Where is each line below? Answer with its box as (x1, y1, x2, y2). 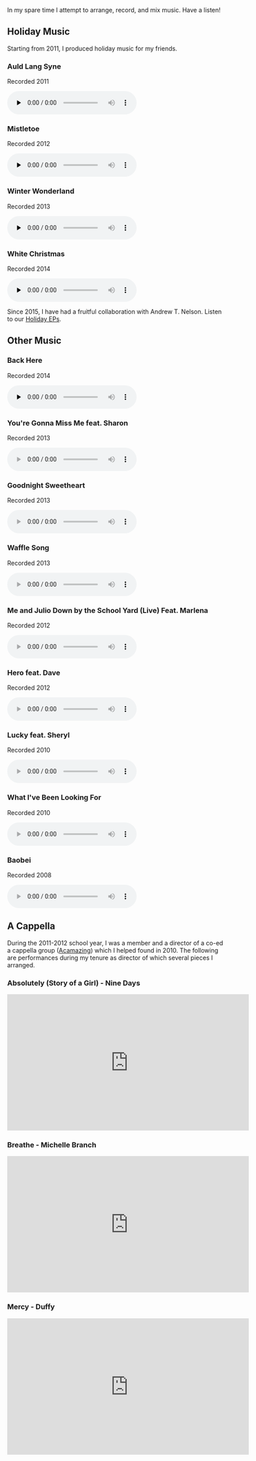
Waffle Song (7, 543, 50, 553)
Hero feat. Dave (7, 667, 61, 677)
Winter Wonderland (7, 186, 75, 196)
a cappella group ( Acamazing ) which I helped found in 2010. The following (7, 946, 219, 954)
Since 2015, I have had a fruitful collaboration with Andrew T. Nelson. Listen (7, 307, 222, 316)
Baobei (7, 855, 31, 865)
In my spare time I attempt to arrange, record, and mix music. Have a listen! (7, 6, 221, 14)
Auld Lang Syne (7, 62, 61, 71)
